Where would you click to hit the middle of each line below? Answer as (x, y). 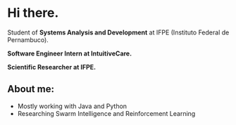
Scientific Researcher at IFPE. (52, 67)
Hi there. (33, 13)
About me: (31, 89)
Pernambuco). (28, 39)
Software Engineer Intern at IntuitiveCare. (70, 53)
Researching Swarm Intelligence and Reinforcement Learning (106, 113)
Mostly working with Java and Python (72, 106)
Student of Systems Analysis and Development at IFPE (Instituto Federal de (118, 32)
